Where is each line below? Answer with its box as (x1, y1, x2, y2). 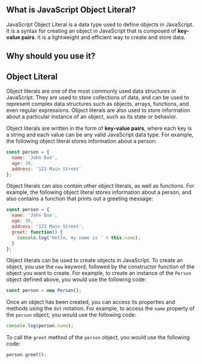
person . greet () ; (6, 352, 47, 358)
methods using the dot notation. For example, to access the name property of (6, 305, 195, 312)
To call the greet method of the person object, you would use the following (6, 334, 190, 341)
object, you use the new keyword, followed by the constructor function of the (6, 263, 195, 270)
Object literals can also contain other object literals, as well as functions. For (6, 182, 195, 190)
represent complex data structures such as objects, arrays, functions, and (6, 100, 189, 108)
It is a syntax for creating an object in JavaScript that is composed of (6, 27, 177, 34)
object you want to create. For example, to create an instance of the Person (6, 270, 191, 277)
